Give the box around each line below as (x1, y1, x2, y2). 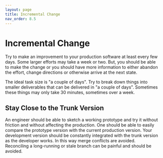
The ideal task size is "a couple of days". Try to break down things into (5, 79, 148, 85)
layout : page (5, 7, 32, 12)
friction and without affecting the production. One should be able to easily (5, 122, 155, 128)
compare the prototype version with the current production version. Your (5, 127, 152, 133)
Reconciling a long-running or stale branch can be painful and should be (5, 143, 152, 149)
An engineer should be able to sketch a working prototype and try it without (5, 117, 158, 123)
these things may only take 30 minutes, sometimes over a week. (5, 90, 135, 95)
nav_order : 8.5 (5, 16, 36, 21)
